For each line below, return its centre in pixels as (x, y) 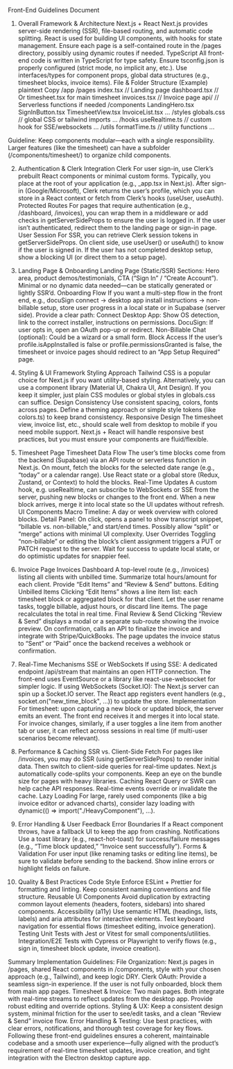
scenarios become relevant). (59, 738)
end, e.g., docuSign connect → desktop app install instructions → (111, 300)
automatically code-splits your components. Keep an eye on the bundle (120, 774)
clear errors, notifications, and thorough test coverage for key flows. (105, 1028)
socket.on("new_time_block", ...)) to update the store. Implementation (117, 701)
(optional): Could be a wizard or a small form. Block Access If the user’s (120, 337)
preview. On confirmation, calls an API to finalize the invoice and (110, 629)
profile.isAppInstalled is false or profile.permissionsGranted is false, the (120, 344)
